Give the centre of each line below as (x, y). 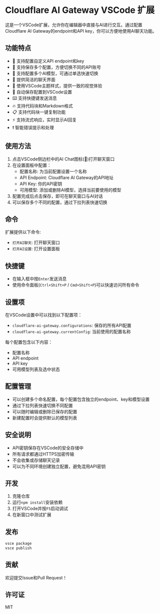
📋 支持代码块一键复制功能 (39, 112)
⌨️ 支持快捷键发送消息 (35, 98)
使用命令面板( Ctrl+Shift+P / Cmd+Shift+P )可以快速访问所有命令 (76, 285)
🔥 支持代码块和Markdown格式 (42, 106)
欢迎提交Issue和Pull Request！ (36, 577)
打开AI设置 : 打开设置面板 (36, 249)
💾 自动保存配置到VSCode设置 (42, 92)
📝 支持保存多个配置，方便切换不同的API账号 (57, 67)
